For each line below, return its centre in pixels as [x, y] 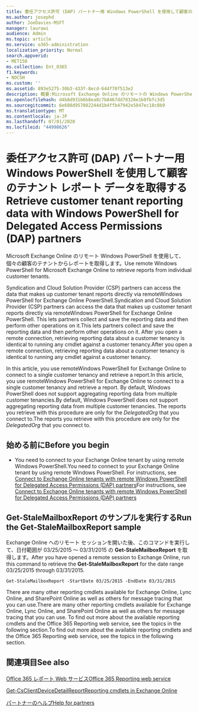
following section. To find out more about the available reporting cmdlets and [99, 630]
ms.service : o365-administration [47, 45]
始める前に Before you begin [58, 445]
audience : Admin [26, 34]
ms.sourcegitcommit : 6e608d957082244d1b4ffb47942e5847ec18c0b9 [86, 105]
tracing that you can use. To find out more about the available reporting [93, 617]
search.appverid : [27, 56]
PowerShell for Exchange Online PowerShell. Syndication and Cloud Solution [98, 300]
